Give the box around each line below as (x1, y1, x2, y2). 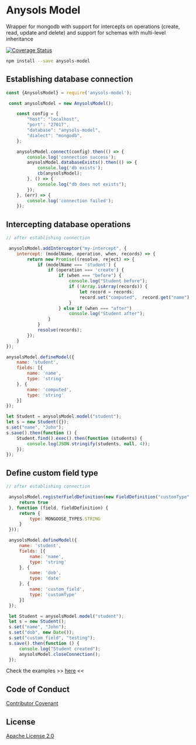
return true (19, 499, 49, 505)
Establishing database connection (6, 74, 133, 84)
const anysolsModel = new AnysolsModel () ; (8, 100, 114, 106)
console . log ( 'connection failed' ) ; (27, 197, 114, 204)
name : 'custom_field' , (29, 586, 85, 592)
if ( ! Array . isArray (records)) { (68, 283, 148, 290)
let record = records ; (79, 289, 135, 295)
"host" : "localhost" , (27, 117, 80, 122)
